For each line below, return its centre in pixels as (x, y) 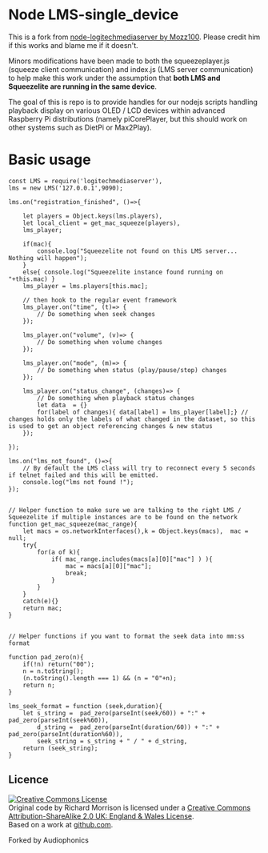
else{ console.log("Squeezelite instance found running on (123, 272)
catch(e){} (41, 601)
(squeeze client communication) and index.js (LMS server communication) (131, 69)
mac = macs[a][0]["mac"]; (108, 566)
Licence (29, 780)
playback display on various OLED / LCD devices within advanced (117, 110)
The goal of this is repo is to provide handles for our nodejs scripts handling (133, 102)
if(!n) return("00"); (58, 664)
